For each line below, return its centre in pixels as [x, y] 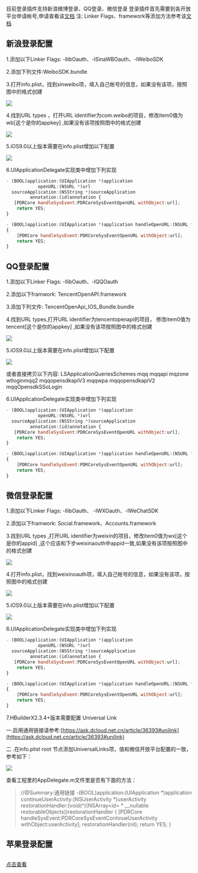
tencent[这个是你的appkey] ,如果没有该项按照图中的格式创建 [79, 327]
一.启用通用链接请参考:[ [34, 730]
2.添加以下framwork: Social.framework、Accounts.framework [81, 524]
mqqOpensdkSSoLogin [34, 387]
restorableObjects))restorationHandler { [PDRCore [81, 812]
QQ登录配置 [28, 267]
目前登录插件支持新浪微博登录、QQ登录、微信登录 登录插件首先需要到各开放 [99, 9]
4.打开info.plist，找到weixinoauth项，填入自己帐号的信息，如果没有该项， [95, 574]
